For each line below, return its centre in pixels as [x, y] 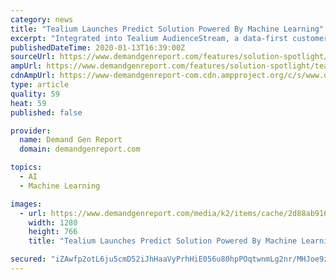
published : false [46, 112]
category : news [42, 19]
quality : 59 [35, 94]
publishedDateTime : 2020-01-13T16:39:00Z [98, 47]
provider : [31, 131]
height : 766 [53, 232]
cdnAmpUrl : [33, 76]
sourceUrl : [33, 57]
